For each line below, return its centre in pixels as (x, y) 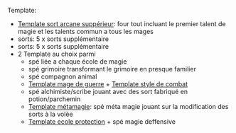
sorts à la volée (50, 114)
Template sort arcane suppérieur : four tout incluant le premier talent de (122, 24)
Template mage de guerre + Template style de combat (108, 84)
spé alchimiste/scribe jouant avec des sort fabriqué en (108, 92)
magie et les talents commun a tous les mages (86, 31)
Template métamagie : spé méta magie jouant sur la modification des (128, 106)
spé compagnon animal (63, 76)
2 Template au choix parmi (57, 54)
